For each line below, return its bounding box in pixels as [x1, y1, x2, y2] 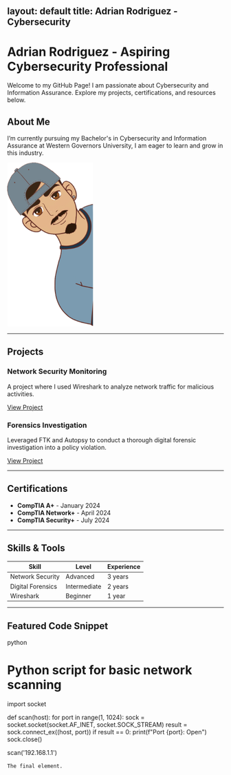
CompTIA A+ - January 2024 [16, 501, 101, 509]
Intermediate [65, 582, 102, 590]
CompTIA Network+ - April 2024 [16, 508, 111, 517]
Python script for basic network [7, 663, 192, 678]
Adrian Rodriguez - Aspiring [7, 44, 170, 59]
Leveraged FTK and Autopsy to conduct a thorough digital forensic [7, 436, 197, 444]
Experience [107, 563, 141, 571]
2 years [107, 582, 129, 590]
